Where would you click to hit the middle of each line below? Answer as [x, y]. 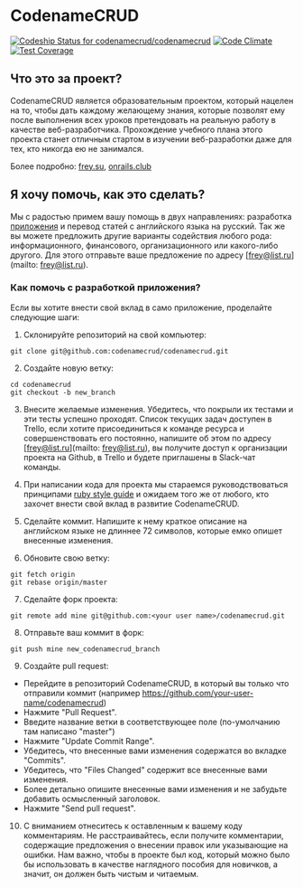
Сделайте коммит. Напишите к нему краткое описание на [135, 521]
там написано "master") [69, 731]
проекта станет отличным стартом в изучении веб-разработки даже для [151, 139]
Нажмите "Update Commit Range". [89, 741]
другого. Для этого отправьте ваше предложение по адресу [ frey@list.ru [151, 255]
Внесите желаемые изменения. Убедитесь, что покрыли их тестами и [158, 409]
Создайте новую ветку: [68, 368]
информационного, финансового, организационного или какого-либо [144, 245]
